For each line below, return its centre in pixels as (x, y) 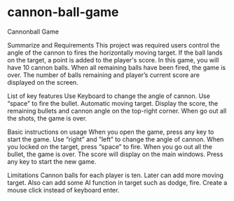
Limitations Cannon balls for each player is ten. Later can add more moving (116, 175)
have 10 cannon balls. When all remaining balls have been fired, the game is (117, 67)
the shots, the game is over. (47, 118)
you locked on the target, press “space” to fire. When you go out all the (110, 146)
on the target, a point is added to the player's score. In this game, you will (113, 60)
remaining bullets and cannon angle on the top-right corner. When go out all (117, 111)
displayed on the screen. (43, 82)
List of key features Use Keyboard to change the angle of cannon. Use (109, 96)
